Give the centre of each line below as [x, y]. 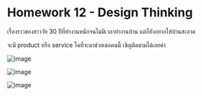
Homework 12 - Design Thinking [100, 13]
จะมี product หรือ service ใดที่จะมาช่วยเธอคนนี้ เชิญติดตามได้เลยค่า [87, 45]
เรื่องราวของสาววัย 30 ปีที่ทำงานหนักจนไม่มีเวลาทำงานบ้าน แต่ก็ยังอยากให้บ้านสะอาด [101, 31]
